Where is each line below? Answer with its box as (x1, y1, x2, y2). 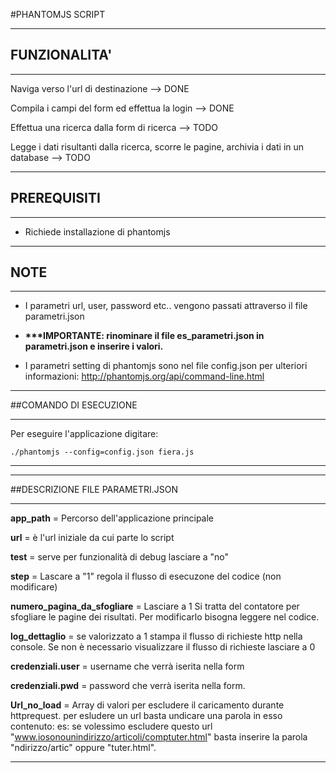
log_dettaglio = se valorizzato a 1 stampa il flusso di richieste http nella (10, 630, 303, 643)
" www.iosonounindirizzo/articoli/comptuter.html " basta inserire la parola (10, 731, 308, 743)
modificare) (10, 581, 58, 593)
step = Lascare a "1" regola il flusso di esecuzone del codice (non (10, 570, 282, 583)
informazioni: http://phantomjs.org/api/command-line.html (24, 370, 265, 383)
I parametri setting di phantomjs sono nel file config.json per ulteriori (24, 360, 308, 372)
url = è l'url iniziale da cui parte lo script (10, 532, 175, 544)
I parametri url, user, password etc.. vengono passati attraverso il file (24, 300, 308, 312)
